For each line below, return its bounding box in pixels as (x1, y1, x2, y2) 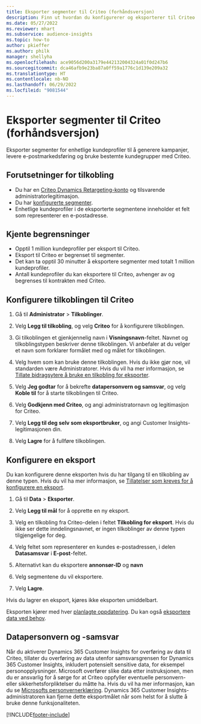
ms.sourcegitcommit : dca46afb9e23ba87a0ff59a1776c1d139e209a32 (6, 65, 169, 71)
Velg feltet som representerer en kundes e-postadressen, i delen (14, 544, 176, 551)
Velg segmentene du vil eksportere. (14, 573, 104, 580)
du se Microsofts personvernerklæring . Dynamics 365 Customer (6, 686, 166, 694)
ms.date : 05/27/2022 (6, 20, 58, 26)
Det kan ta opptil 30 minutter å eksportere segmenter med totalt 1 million (14, 258, 195, 265)
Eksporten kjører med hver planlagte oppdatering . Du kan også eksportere (6, 608, 191, 615)
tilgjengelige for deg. (14, 532, 67, 539)
